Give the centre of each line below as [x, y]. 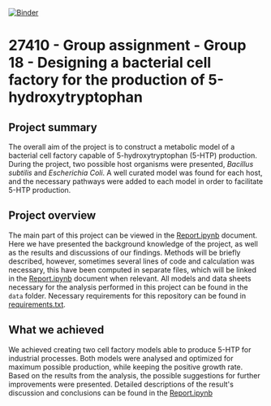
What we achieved [56, 330]
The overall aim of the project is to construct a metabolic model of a [122, 147]
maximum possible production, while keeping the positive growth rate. [126, 367]
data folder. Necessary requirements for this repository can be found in [127, 295]
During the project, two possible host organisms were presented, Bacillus [131, 164]
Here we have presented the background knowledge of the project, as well [133, 243]
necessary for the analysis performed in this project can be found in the [129, 287]
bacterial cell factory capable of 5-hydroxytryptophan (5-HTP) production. [133, 155]
